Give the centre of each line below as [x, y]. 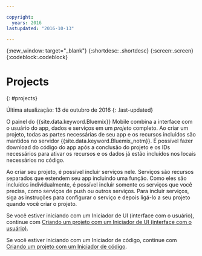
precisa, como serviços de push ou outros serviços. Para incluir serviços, [98, 191]
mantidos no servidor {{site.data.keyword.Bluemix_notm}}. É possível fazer [100, 141]
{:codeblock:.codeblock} [37, 57]
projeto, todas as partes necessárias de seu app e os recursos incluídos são [101, 135]
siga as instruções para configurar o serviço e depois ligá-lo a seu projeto [98, 197]
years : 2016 [27, 23]
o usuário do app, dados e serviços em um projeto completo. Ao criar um [97, 128]
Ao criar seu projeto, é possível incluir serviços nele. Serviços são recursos [100, 172]
